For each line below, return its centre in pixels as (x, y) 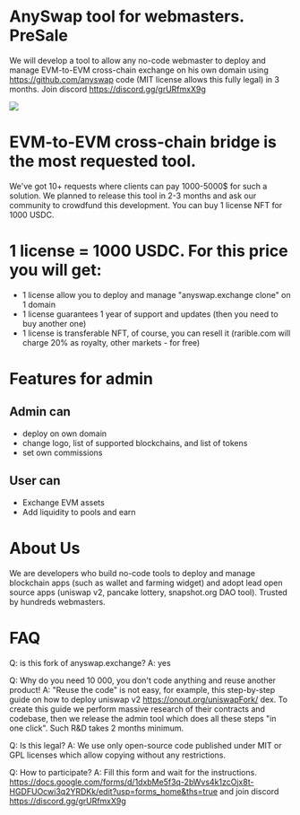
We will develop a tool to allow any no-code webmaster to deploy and (137, 60)
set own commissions (62, 452)
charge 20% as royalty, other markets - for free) (111, 342)
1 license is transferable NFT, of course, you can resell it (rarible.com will (156, 333)
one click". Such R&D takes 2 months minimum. (97, 728)
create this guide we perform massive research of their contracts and (137, 709)
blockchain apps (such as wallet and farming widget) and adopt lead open (146, 583)
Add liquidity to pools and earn (79, 512)
